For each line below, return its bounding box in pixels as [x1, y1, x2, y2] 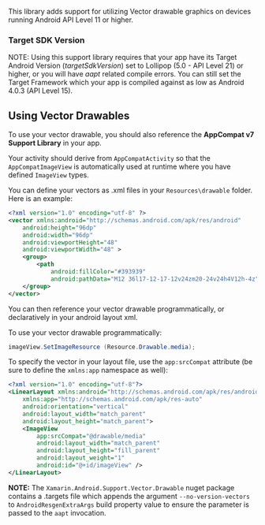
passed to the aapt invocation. [8, 508, 106, 517]
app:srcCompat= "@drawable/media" [36, 432, 147, 440]
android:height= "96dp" [22, 224, 97, 232]
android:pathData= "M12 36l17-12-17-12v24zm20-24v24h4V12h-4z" [50, 275, 259, 283]
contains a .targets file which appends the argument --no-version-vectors [8, 491, 250, 501]
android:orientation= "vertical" [22, 403, 129, 411]
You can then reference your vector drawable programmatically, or [8, 303, 225, 314]
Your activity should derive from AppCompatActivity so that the [8, 154, 211, 163]
